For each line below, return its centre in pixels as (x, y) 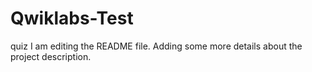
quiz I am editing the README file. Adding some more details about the (156, 46)
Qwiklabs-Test (72, 18)
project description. (51, 56)
